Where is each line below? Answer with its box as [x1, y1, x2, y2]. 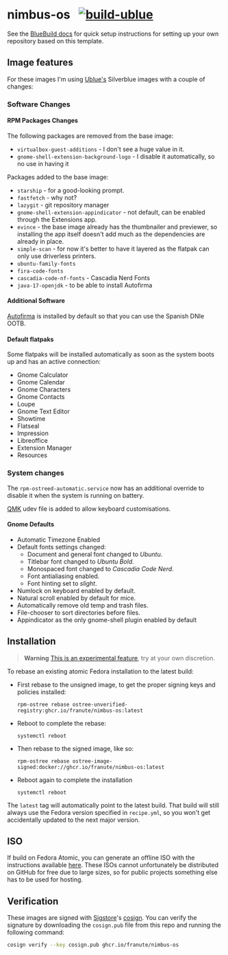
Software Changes [7, 100, 71, 109]
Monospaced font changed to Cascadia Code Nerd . [27, 564, 175, 573]
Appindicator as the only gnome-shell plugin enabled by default [16, 615, 197, 624]
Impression [16, 429, 49, 437]
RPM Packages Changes [7, 117, 79, 125]
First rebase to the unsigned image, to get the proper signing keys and [16, 680, 216, 689]
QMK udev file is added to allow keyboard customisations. [7, 505, 171, 513]
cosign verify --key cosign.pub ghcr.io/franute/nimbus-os [7, 941, 179, 949]
